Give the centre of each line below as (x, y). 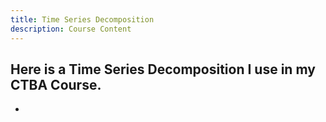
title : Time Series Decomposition (82, 19)
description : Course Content (71, 29)
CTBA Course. (56, 84)
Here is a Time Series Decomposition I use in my (163, 69)
